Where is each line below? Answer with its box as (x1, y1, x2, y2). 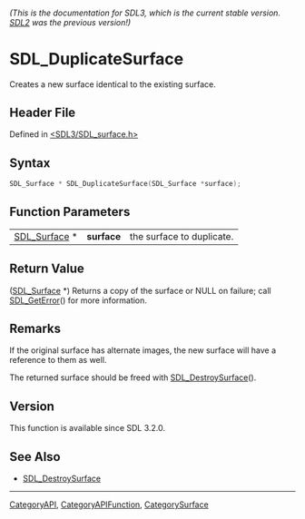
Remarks (9, 321, 62, 337)
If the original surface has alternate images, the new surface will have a (9, 345, 277, 356)
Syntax (9, 155, 51, 171)
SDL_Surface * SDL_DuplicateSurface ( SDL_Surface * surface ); (9, 180, 242, 189)
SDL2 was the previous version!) (9, 16, 132, 27)
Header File (9, 104, 76, 120)
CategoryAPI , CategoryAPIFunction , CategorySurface (9, 499, 209, 510)
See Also (9, 449, 61, 465)
